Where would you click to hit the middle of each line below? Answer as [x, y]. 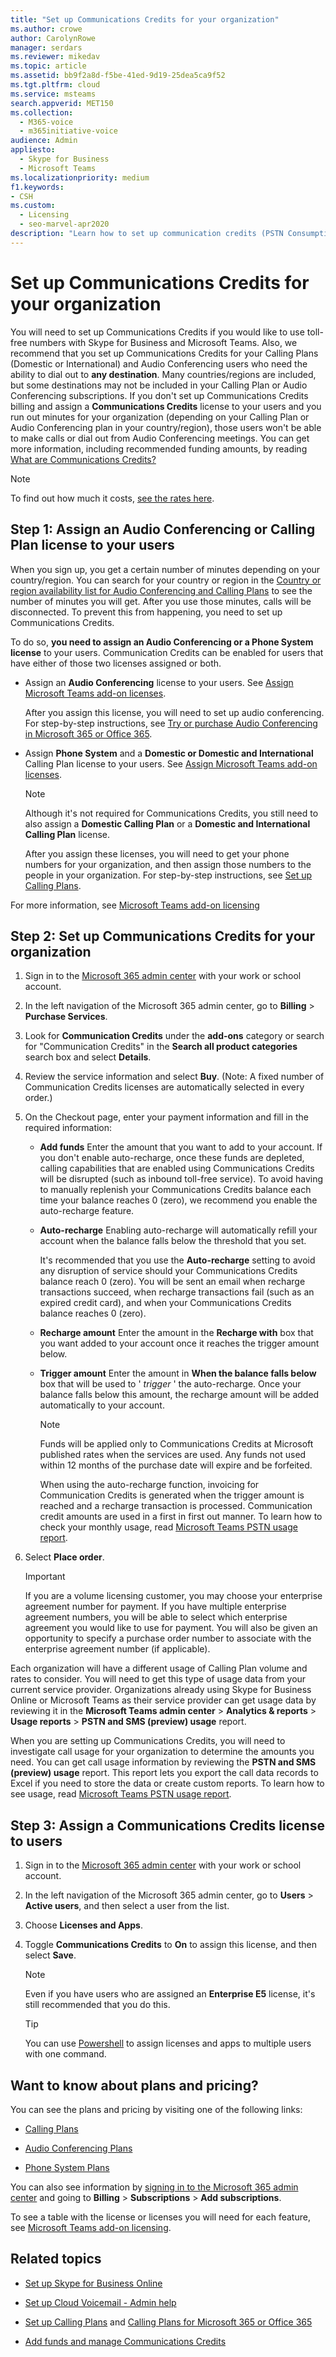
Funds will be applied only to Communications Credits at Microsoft [176, 1444]
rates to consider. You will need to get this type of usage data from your [158, 1679]
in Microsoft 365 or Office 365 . [88, 733]
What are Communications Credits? [83, 459]
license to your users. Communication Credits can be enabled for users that [167, 652]
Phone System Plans [67, 2167]
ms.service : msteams [53, 94]
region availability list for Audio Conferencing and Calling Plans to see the [161, 590]
